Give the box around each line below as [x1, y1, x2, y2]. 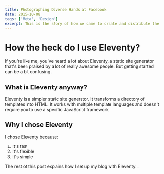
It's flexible [12, 148, 35, 154]
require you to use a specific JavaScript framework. [5, 107, 110, 112]
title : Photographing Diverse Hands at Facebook [5, 7, 107, 12]
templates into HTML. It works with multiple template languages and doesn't [5, 101, 160, 107]
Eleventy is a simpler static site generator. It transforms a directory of [5, 96, 145, 102]
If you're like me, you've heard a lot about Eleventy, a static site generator [5, 58, 154, 64]
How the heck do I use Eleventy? [5, 42, 140, 53]
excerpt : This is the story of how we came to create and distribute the [5, 21, 160, 26]
